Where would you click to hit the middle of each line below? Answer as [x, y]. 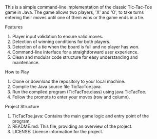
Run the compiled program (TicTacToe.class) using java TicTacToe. [79, 92]
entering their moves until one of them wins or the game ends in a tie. [75, 17]
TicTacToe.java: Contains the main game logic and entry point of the [80, 116]
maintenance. [26, 62]
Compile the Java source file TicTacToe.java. [57, 87]
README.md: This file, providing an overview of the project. [72, 126]
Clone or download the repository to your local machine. [69, 81]
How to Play [17, 72]
